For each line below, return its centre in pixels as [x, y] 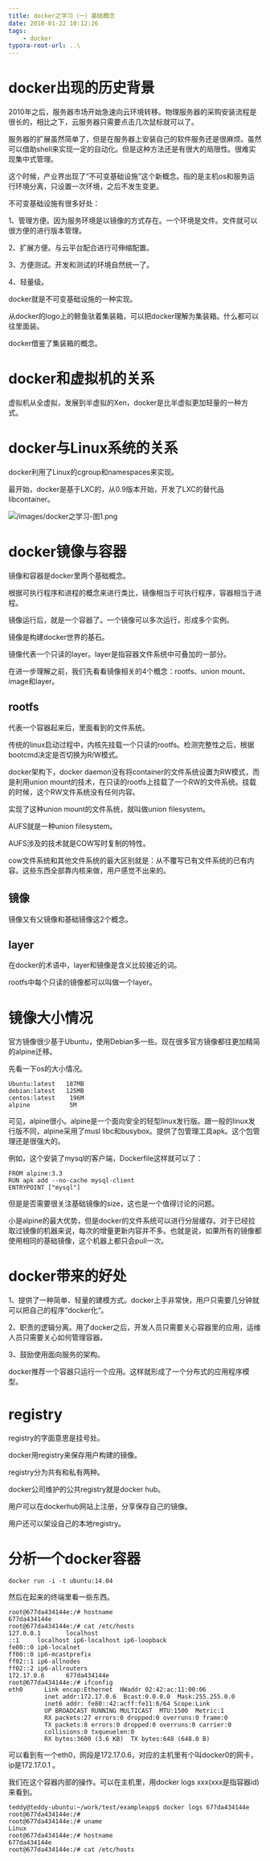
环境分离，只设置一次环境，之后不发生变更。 [89, 187]
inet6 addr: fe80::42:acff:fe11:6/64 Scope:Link [127, 1704]
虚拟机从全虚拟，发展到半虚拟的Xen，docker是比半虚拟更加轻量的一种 [125, 402]
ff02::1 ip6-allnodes [45, 1662]
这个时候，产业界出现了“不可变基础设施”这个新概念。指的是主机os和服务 [128, 176]
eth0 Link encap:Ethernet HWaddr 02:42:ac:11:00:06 [107, 1690]
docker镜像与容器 [67, 552]
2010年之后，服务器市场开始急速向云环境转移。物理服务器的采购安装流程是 [133, 112]
